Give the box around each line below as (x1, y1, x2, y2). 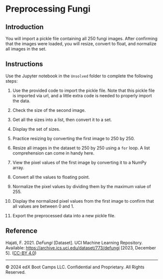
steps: (5, 78, 18, 84)
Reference (5, 227, 38, 235)
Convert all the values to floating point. (12, 174, 90, 180)
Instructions (5, 60, 43, 69)
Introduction (5, 23, 44, 31)
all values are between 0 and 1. (12, 203, 74, 209)
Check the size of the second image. (12, 107, 86, 113)
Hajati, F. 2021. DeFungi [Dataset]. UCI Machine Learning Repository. (5, 240, 143, 245)
